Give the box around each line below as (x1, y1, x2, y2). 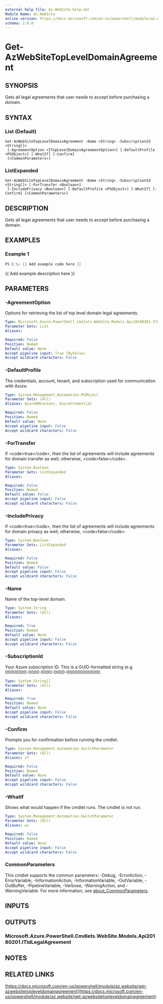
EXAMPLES (5, 236, 40, 244)
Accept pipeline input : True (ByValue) (5, 351, 86, 356)
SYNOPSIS (5, 81, 38, 90)
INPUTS (5, 902, 29, 910)
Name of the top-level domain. (5, 596, 66, 602)
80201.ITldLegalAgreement (5, 939, 71, 946)
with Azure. (5, 383, 28, 389)
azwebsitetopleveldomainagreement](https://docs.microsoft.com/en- (5, 988, 144, 994)
